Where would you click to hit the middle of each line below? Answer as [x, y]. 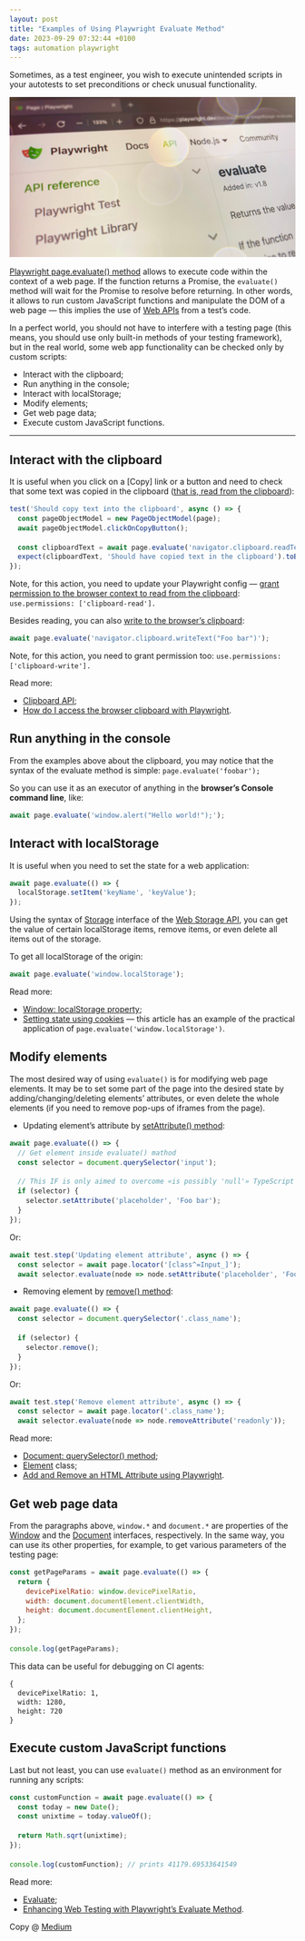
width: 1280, [42, 1702]
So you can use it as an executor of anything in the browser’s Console [142, 788]
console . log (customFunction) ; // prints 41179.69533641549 [123, 1864]
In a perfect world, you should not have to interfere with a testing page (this [151, 328]
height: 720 [40, 1711]
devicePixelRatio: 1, [59, 1693]
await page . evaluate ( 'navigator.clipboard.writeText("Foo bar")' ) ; [140, 639]
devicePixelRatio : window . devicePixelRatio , [111, 1591]
